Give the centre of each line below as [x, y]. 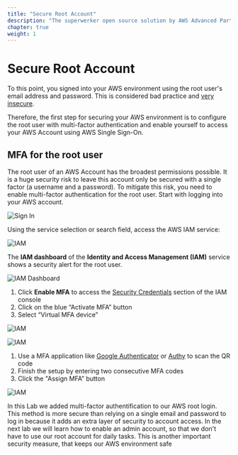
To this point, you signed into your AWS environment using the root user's [115, 89]
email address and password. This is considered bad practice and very [111, 96]
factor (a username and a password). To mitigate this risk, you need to [110, 187]
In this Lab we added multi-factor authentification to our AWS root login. [112, 406]
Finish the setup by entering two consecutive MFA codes [101, 371]
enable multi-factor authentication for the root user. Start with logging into [115, 194]
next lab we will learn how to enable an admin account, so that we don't [112, 429]
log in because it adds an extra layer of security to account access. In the [114, 421]
